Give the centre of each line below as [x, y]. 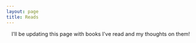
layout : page [22, 11]
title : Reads [22, 17]
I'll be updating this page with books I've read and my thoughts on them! [101, 34]
